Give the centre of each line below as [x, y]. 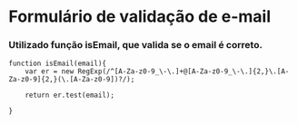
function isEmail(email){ [57, 64]
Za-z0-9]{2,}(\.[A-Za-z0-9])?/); [72, 80]
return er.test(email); [70, 95]
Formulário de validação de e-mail [140, 17]
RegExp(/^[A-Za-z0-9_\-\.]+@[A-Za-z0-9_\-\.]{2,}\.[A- [184, 72]
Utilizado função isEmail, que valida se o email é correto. [135, 45]
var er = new [50, 72]
